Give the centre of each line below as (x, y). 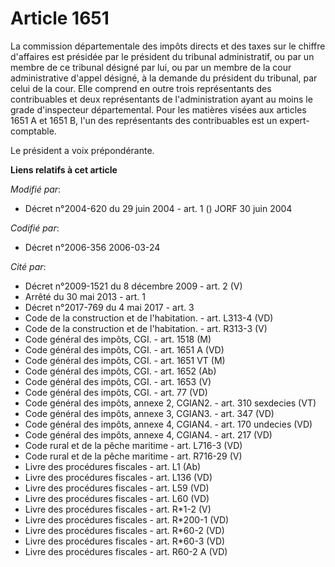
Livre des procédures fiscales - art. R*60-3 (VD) (125, 541)
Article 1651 (60, 18)
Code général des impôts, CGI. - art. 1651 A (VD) (124, 349)
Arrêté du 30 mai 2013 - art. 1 (85, 296)
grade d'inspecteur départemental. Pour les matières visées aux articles (158, 109)
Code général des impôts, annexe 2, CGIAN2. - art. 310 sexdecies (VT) (170, 403)
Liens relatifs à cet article (64, 169)
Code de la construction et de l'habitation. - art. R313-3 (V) (146, 328)
